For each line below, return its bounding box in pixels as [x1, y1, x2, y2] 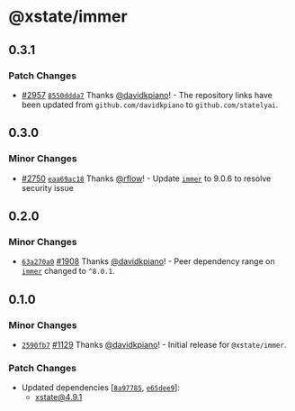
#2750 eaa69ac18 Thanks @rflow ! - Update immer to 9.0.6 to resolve [21, 173, 272, 184]
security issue [21, 182, 74, 193]
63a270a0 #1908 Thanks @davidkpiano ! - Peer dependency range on [21, 256, 275, 267]
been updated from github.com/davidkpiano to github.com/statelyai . [21, 99, 279, 110]
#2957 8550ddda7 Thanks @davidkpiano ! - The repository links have [21, 89, 273, 100]
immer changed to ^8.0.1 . [21, 266, 115, 277]
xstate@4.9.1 [34, 392, 83, 403]
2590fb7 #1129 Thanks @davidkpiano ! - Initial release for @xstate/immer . [21, 339, 287, 350]
